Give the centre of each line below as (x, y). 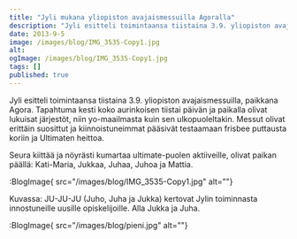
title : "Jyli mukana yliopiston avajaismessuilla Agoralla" (122, 17)
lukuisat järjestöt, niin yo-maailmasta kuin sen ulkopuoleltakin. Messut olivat (147, 119)
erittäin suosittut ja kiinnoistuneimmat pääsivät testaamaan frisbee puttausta (148, 128)
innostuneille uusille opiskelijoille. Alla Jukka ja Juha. (105, 208)
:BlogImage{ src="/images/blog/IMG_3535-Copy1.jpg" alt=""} (121, 181)
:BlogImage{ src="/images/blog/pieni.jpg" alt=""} (99, 225)
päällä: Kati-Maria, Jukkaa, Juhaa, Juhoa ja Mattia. (101, 164)
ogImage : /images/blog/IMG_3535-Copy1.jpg (88, 58)
